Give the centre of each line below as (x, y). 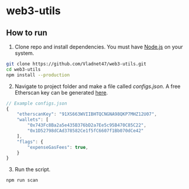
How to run (27, 33)
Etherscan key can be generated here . (61, 92)
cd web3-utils (24, 69)
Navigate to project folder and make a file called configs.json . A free (98, 86)
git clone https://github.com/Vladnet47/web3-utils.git (76, 64)
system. (24, 53)
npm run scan (22, 180)
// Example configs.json (37, 103)
